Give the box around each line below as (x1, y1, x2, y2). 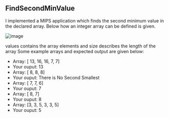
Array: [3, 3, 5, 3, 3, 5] (12, 102, 59, 108)
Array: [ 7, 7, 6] (12, 80, 43, 86)
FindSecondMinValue (5, 4, 75, 13)
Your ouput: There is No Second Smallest (12, 74, 100, 81)
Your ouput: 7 (12, 85, 42, 91)
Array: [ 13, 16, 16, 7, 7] (12, 58, 60, 64)
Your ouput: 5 (12, 107, 42, 113)
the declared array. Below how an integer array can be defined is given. (5, 23, 156, 29)
